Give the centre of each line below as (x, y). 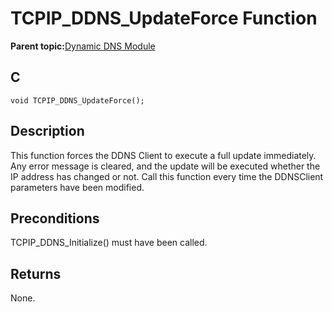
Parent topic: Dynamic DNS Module (83, 46)
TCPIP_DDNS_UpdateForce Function (164, 18)
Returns (36, 273)
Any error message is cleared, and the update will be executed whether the (165, 166)
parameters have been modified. (77, 187)
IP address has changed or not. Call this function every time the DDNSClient (167, 176)
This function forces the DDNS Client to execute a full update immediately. (163, 155)
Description (47, 131)
